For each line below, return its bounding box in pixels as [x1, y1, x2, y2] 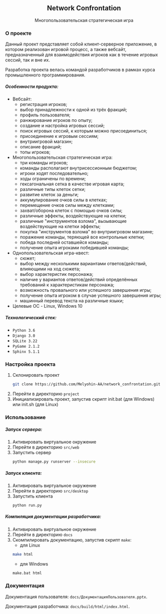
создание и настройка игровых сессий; [19, 122, 105, 129]
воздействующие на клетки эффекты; [19, 223, 101, 229]
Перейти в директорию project [12, 391, 79, 397]
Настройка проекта [5, 361, 56, 368]
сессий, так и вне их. [5, 57, 50, 63]
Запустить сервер [12, 450, 51, 456]
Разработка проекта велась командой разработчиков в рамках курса [5, 67, 155, 73]
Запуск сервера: [5, 426, 42, 432]
